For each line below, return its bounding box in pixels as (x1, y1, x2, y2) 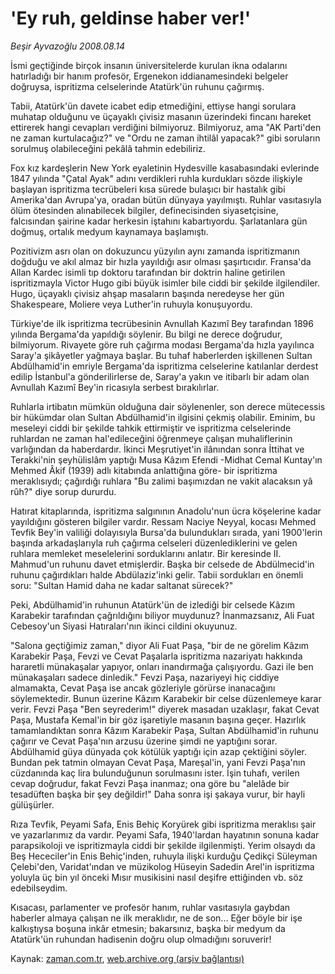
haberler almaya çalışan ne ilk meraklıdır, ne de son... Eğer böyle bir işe (10, 912, 303, 924)
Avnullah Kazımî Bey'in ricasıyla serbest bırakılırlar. (10, 381, 220, 393)
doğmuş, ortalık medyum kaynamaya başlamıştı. (10, 225, 209, 237)
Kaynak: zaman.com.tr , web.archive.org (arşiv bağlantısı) (10, 952, 245, 964)
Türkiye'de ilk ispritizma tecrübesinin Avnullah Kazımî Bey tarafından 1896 (10, 317, 314, 329)
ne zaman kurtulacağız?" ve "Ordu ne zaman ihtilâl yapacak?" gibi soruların (10, 132, 321, 144)
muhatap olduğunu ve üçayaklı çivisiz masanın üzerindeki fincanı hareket (10, 110, 312, 122)
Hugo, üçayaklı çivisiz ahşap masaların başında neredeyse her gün (10, 287, 285, 299)
